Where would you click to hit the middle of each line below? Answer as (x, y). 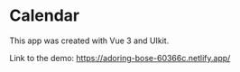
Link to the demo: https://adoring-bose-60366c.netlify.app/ (120, 58)
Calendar (44, 16)
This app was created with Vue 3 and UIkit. (89, 40)
